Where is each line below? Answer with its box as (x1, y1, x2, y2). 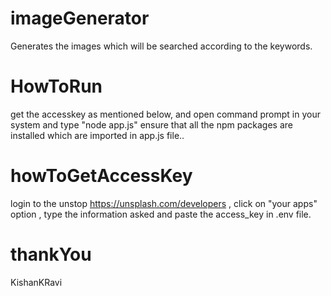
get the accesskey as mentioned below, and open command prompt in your (10, 108, 321, 120)
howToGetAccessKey (10, 165, 193, 187)
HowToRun (10, 75, 103, 98)
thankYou (10, 243, 92, 266)
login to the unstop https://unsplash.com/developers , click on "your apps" (10, 197, 318, 209)
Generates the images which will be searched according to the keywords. (10, 40, 313, 52)
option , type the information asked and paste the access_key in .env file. (10, 208, 312, 220)
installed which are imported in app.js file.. (10, 129, 185, 141)
